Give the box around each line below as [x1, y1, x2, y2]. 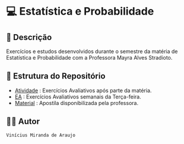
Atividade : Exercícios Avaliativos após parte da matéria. [14, 87, 152, 94]
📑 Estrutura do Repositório [6, 71, 106, 81]
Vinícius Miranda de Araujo [6, 132, 76, 138]
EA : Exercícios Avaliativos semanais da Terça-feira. [14, 93, 141, 100]
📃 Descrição [6, 32, 52, 42]
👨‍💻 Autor [6, 116, 40, 127]
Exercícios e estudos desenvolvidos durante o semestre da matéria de [6, 48, 178, 55]
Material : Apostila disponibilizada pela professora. [14, 99, 138, 106]
